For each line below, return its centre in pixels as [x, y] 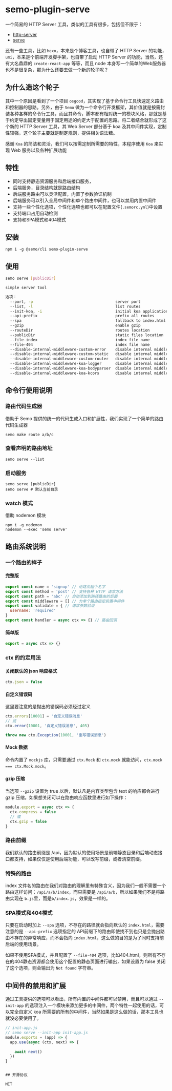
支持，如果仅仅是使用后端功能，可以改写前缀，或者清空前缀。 [79, 859]
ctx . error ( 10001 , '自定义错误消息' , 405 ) [47, 726]
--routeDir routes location [80, 331]
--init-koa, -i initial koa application [89, 311]
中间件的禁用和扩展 [36, 986]
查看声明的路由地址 [29, 448]
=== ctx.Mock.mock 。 [27, 766]
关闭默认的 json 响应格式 [31, 671]
